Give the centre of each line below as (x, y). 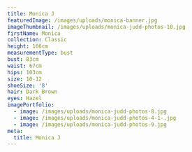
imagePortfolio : (31, 105)
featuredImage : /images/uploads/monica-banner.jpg (82, 20)
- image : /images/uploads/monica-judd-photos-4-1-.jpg (95, 118)
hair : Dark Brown (32, 92)
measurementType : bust (40, 53)
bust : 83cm (23, 60)
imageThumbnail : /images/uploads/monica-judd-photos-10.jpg (97, 27)
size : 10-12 (24, 79)
